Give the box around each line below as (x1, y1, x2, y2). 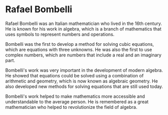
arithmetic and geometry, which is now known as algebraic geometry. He (5, 78, 158, 84)
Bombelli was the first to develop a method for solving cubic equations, (5, 41, 154, 47)
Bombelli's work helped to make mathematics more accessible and (5, 93, 145, 99)
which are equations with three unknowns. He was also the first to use (5, 46, 152, 52)
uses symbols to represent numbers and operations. (5, 31, 115, 37)
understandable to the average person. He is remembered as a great (5, 98, 149, 105)
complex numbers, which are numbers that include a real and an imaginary (5, 52, 161, 58)
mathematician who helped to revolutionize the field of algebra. (5, 104, 138, 110)
